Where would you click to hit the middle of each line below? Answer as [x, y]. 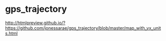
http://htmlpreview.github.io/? [35, 23]
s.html [11, 33]
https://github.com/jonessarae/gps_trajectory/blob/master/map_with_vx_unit [83, 28]
